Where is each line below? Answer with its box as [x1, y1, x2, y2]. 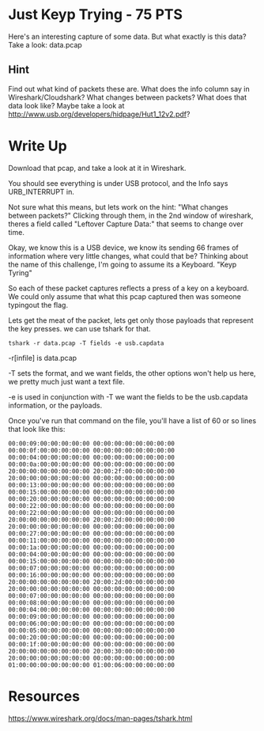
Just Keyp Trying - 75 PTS [8, 6, 183, 24]
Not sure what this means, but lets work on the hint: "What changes [8, 202, 228, 211]
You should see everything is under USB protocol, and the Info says [8, 178, 228, 187]
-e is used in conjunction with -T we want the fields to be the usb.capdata [8, 392, 248, 401]
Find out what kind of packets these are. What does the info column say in [8, 84, 251, 93]
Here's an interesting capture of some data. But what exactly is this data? [8, 32, 247, 41]
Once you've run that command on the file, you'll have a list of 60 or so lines [8, 415, 257, 425]
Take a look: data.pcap [8, 40, 83, 49]
